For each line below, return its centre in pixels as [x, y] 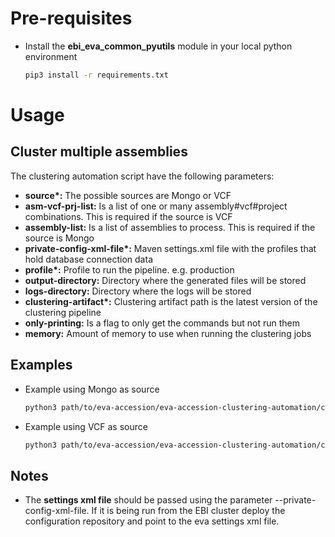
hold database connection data [88, 259]
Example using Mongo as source [92, 389]
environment [51, 56]
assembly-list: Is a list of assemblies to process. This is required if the [170, 227]
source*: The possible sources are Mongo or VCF [128, 195]
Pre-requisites [71, 18]
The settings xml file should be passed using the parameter [148, 500]
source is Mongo [59, 238]
